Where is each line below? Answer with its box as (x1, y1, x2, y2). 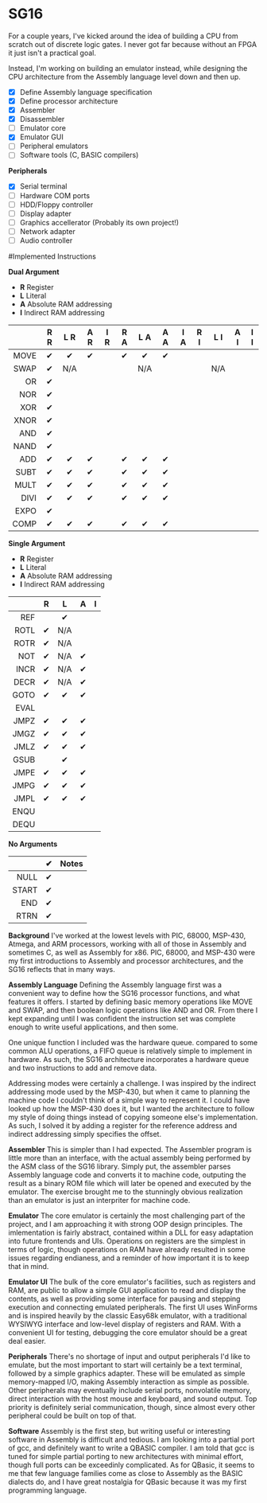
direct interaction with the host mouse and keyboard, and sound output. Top (8, 1394, 257, 1403)
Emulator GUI (19, 132, 64, 142)
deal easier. (8, 1336, 46, 1345)
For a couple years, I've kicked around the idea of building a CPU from (8, 31, 238, 41)
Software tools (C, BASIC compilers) (19, 150, 139, 160)
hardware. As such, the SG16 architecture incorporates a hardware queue (8, 1054, 250, 1064)
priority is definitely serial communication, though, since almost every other (8, 1402, 256, 1411)
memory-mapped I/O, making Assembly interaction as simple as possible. (8, 1376, 250, 1386)
